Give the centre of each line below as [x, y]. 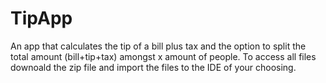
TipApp [41, 18]
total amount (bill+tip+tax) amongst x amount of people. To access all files [163, 56]
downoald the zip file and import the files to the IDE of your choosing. [153, 67]
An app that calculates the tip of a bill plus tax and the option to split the [158, 46]
